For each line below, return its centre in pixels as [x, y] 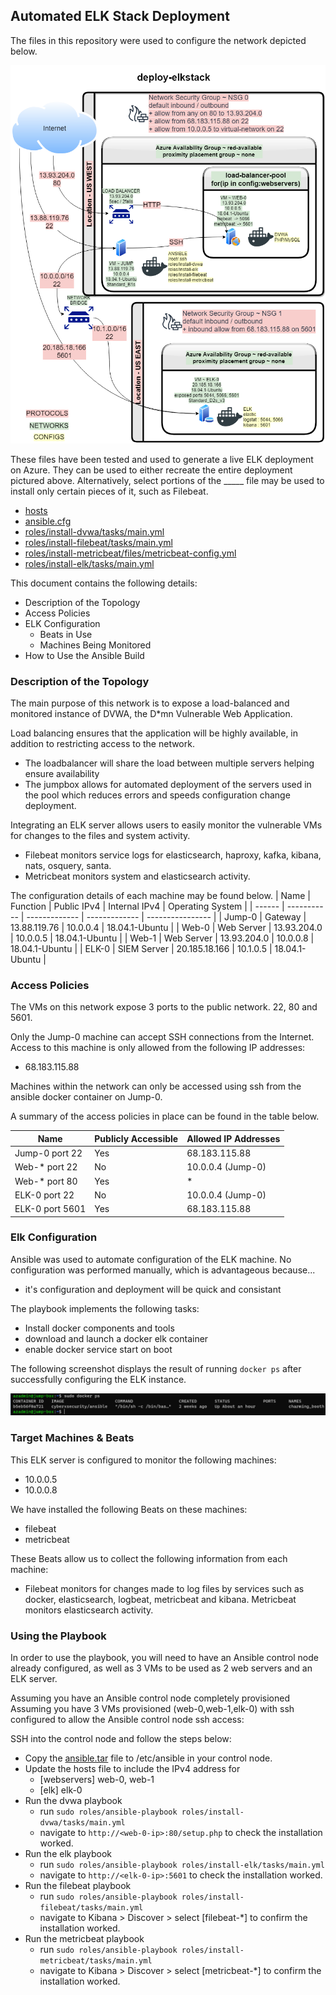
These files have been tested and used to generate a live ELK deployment [162, 459]
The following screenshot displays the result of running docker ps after [156, 1368]
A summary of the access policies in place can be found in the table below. [165, 1116]
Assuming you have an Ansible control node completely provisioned [150, 1698]
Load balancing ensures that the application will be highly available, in [154, 733]
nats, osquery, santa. [68, 866]
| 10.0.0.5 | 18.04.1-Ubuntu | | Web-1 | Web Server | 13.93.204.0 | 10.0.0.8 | [162, 938]
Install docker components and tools [99, 1328]
